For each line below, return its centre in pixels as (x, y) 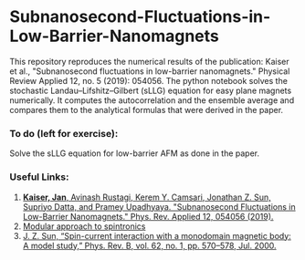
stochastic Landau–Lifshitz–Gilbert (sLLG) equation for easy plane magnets (151, 90)
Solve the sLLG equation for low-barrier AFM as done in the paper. (135, 153)
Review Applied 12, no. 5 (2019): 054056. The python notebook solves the (148, 80)
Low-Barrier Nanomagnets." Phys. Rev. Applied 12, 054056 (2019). (148, 216)
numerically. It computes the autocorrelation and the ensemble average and (152, 100)
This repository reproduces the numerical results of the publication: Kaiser (149, 61)
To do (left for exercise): (64, 133)
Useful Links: (39, 177)
